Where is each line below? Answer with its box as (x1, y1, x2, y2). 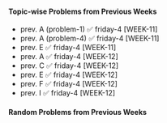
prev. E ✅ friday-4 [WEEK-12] (19, 70, 118, 80)
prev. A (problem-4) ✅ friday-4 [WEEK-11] (19, 33, 160, 44)
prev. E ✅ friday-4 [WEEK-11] (19, 43, 117, 53)
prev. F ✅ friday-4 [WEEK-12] (19, 79, 118, 89)
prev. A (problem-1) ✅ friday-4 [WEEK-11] (19, 24, 158, 34)
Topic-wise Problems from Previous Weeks (8, 6, 157, 16)
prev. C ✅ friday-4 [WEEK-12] (19, 61, 119, 70)
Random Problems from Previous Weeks (8, 107, 148, 117)
